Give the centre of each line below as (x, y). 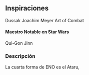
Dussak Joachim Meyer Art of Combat (44, 20)
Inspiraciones (27, 8)
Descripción (20, 56)
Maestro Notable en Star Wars (37, 32)
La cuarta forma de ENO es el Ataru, (42, 67)
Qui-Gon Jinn (19, 43)
